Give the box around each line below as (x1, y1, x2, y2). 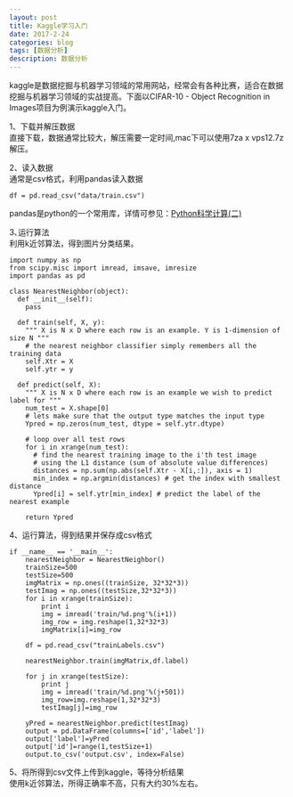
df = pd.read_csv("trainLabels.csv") (25, 641, 166, 650)
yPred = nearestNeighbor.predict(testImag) (25, 719, 190, 728)
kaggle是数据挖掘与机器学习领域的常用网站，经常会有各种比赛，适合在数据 (9, 80, 284, 90)
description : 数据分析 (9, 54, 88, 63)
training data (9, 349, 62, 358)
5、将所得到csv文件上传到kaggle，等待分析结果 (9, 767, 184, 777)
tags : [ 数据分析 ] (9, 46, 69, 55)
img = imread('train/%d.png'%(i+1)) (41, 610, 177, 619)
